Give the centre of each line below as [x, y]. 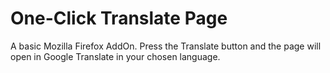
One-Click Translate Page [119, 18]
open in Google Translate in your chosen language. [115, 56]
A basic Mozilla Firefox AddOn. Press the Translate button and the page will [166, 46]
